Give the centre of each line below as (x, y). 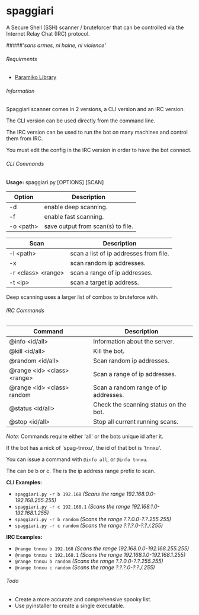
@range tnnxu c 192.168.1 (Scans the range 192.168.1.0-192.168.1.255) (100, 554)
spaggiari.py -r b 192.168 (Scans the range (70, 494)
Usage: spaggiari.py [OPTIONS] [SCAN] (55, 182)
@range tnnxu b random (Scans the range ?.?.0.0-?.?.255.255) (89, 561)
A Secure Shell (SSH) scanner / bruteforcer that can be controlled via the (95, 27)
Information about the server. (134, 341)
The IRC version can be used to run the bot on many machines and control (97, 133)
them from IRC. (25, 138)
